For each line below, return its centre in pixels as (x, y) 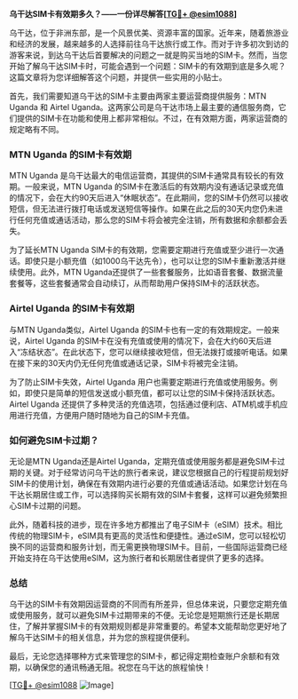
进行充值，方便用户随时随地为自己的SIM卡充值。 (106, 415)
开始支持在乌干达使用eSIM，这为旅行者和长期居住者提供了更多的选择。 (139, 558)
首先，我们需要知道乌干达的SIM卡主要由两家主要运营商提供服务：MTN (138, 96)
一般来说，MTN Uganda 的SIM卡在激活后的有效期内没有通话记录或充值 (154, 187)
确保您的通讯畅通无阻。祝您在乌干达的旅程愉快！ (122, 667)
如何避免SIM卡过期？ (54, 441)
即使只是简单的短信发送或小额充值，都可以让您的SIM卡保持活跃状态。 (152, 393)
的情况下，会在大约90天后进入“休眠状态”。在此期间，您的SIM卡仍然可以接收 (149, 198)
